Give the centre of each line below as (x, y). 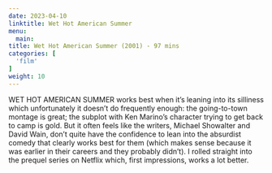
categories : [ (32, 54)
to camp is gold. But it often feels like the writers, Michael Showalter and (129, 125)
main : (25, 39)
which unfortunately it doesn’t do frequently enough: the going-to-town (128, 108)
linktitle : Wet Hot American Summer (70, 24)
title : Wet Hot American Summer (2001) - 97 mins (94, 46)
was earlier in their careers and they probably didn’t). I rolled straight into (131, 151)
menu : (17, 31)
